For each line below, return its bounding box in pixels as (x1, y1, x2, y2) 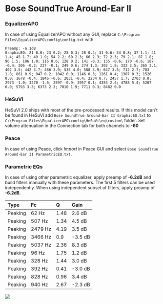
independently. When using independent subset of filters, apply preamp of (5, 185, 155, 191)
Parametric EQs (5, 163, 43, 170)
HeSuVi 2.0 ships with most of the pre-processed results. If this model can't (5, 107, 158, 113)
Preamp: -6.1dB (5, 46, 36, 51)
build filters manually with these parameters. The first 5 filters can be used (5, 179, 155, 186)
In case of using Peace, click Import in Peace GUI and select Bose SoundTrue (5, 146, 159, 152)
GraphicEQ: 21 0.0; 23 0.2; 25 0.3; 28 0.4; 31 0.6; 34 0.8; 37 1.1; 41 (5, 50, 156, 55)
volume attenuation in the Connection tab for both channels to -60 (5, 123, 139, 129)
